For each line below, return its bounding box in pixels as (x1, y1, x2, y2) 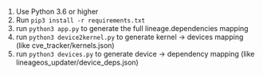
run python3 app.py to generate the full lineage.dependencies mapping (15, 24, 249, 33)
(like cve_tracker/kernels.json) (15, 41, 115, 50)
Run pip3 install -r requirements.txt (15, 15, 146, 25)
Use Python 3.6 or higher (15, 7, 99, 16)
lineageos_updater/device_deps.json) (15, 57, 139, 67)
